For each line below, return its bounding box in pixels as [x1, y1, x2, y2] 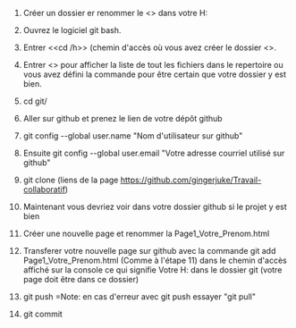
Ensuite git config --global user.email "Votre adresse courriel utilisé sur [22, 147, 285, 158]
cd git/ [22, 96, 47, 106]
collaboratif [22, 184, 66, 195]
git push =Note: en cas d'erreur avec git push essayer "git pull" [22, 291, 256, 302]
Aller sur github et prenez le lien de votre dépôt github [22, 114, 223, 123]
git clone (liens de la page [22, 174, 119, 185]
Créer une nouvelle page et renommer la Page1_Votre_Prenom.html [22, 228, 270, 239]
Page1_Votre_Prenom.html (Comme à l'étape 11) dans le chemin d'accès [22, 255, 287, 265]
